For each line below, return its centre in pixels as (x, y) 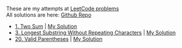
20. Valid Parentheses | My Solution (58, 39)
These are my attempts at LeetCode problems (63, 9)
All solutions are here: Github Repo (49, 15)
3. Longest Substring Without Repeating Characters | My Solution (95, 33)
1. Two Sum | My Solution (46, 26)
